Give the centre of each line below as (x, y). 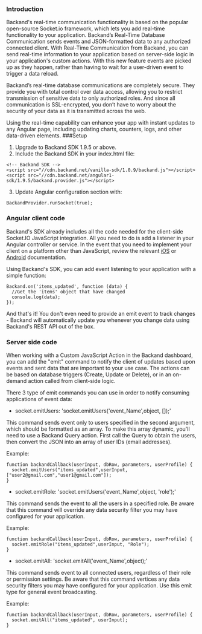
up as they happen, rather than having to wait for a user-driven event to (95, 67)
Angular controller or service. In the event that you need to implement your (99, 244)
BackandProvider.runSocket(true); (50, 203)
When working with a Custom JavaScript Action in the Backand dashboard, (99, 355)
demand (17, 381)
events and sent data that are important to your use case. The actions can (98, 368)
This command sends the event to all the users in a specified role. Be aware (100, 503)
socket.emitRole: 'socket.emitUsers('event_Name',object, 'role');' (95, 491)
